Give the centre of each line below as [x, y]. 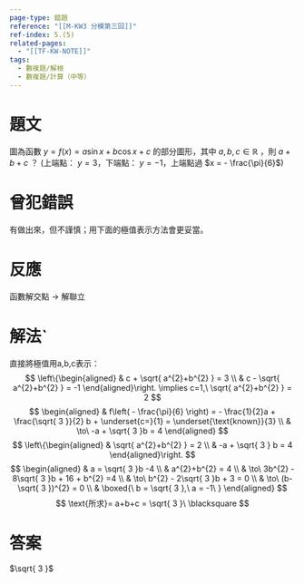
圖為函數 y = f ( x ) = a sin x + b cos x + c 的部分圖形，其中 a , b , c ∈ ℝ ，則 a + [150, 151]
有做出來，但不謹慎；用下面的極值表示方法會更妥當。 [109, 229]
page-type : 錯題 [39, 18]
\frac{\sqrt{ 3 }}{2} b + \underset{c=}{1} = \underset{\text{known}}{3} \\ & [152, 421]
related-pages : [38, 43]
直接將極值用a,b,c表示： [54, 363]
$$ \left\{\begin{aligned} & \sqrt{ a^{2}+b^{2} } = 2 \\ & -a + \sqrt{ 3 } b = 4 [152, 444]
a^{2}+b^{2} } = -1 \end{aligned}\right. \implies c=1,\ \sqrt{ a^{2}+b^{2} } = [152, 387]
